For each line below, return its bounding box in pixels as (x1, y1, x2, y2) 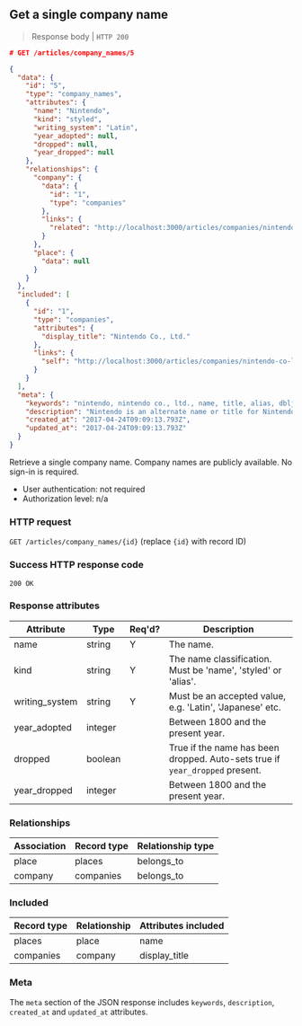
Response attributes (9, 599, 101, 612)
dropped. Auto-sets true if (168, 752, 280, 765)
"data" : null (41, 256, 91, 266)
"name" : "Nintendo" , (32, 107, 111, 116)
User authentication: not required (22, 483, 146, 494)
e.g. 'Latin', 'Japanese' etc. (168, 701, 281, 713)
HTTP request (9, 516, 72, 528)
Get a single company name (9, 7, 169, 22)
